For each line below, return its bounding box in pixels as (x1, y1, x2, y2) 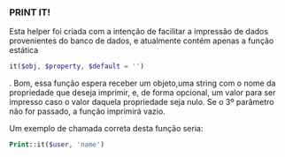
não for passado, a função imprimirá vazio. (9, 106, 166, 116)
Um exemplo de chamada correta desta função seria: (9, 123, 204, 134)
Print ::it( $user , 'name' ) (9, 140, 104, 149)
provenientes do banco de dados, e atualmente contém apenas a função (9, 35, 274, 46)
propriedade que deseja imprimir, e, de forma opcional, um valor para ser (9, 87, 276, 98)
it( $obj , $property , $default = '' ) (9, 62, 144, 71)
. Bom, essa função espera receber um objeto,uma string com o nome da (9, 78, 276, 89)
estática (9, 45, 39, 56)
